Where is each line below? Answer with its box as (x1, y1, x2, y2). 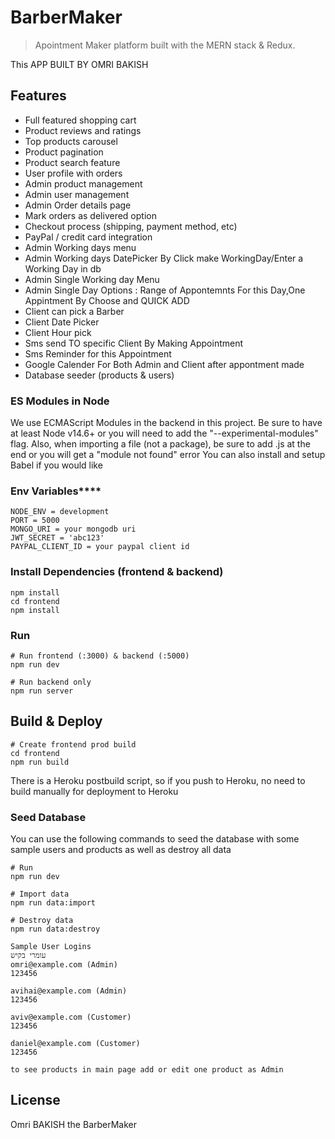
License (10, 1092, 61, 1109)
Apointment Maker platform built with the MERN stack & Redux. (34, 39, 296, 51)
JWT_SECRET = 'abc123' (10, 533, 105, 543)
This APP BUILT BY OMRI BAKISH (10, 58, 149, 70)
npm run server (10, 686, 74, 696)
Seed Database (10, 810, 87, 824)
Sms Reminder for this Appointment (24, 347, 172, 360)
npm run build (10, 757, 70, 767)
